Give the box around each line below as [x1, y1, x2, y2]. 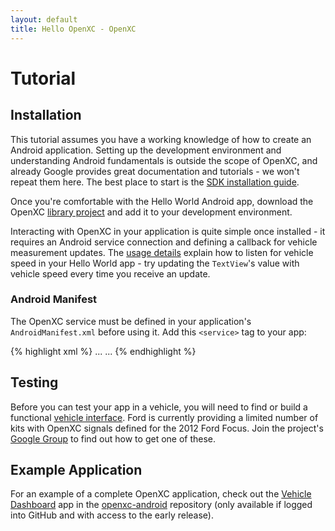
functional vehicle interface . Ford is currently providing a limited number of [10, 411, 319, 423]
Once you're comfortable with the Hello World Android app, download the [10, 195, 314, 207]
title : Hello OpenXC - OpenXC [10, 24, 137, 34]
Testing [10, 374, 59, 391]
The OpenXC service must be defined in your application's [10, 315, 252, 327]
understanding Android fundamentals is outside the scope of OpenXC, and [10, 154, 318, 166]
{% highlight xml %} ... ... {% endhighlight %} [10, 345, 197, 357]
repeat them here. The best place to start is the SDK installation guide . [10, 176, 300, 188]
